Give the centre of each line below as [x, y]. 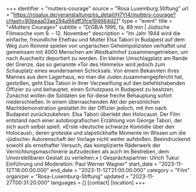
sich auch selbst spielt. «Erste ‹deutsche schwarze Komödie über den [90, 126]
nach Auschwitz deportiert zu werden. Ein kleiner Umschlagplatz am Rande [97, 58]
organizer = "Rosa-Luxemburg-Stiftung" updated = [68, 176]
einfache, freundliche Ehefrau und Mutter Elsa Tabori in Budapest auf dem [96, 40]
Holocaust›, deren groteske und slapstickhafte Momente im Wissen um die [96, 133]
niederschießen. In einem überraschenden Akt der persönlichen [83, 102]
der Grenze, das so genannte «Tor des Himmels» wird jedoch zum [86, 64]
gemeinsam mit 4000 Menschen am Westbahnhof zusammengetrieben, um [97, 52]
